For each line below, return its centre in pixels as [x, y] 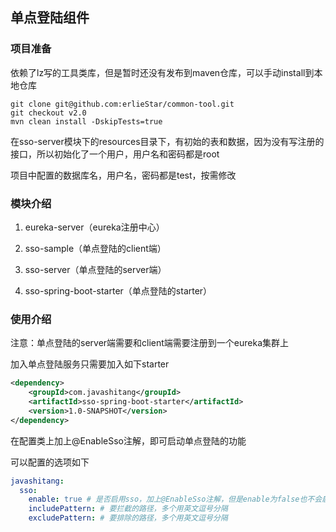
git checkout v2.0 [48, 113]
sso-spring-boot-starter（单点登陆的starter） [118, 290]
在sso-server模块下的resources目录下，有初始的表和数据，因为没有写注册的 [167, 141]
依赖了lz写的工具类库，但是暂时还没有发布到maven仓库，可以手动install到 [162, 72]
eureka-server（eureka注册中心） [94, 227]
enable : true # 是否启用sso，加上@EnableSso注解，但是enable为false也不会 [175, 499]
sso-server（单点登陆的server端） [95, 269]
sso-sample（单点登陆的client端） [95, 248]
